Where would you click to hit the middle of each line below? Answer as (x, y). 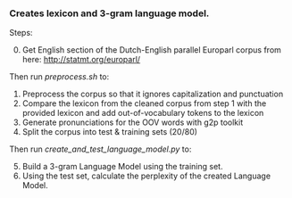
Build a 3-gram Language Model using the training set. (122, 167)
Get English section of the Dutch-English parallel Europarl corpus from (151, 50)
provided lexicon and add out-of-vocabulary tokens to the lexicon (143, 113)
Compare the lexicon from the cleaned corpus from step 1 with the (144, 103)
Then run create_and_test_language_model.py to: (100, 149)
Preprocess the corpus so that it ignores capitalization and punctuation (153, 94)
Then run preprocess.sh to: (59, 77)
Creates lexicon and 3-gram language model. (109, 13)
